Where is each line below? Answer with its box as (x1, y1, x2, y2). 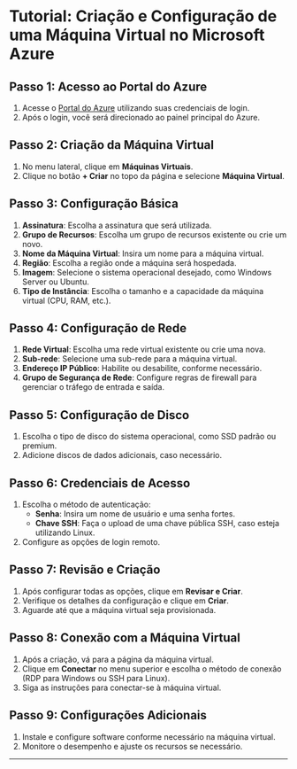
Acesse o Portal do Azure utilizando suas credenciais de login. (21, 103, 250, 113)
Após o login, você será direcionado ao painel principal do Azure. (21, 113, 261, 122)
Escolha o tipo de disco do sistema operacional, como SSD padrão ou (21, 431, 277, 442)
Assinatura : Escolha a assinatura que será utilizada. (21, 220, 212, 230)
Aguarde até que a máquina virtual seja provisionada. (21, 604, 217, 615)
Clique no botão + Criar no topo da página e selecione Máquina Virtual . (21, 170, 286, 181)
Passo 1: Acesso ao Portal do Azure (9, 79, 208, 94)
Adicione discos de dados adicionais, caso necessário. (21, 450, 223, 461)
